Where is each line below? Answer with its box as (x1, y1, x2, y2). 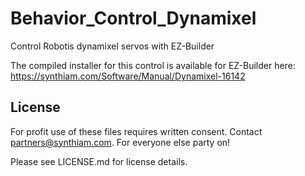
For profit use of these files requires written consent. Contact (10, 125, 263, 137)
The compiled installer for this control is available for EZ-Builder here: (10, 59, 296, 71)
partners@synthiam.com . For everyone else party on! (10, 136, 231, 148)
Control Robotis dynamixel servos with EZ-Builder (10, 40, 215, 52)
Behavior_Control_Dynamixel (10, 7, 257, 30)
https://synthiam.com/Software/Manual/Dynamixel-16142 (10, 70, 246, 82)
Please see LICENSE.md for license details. (10, 155, 188, 167)
